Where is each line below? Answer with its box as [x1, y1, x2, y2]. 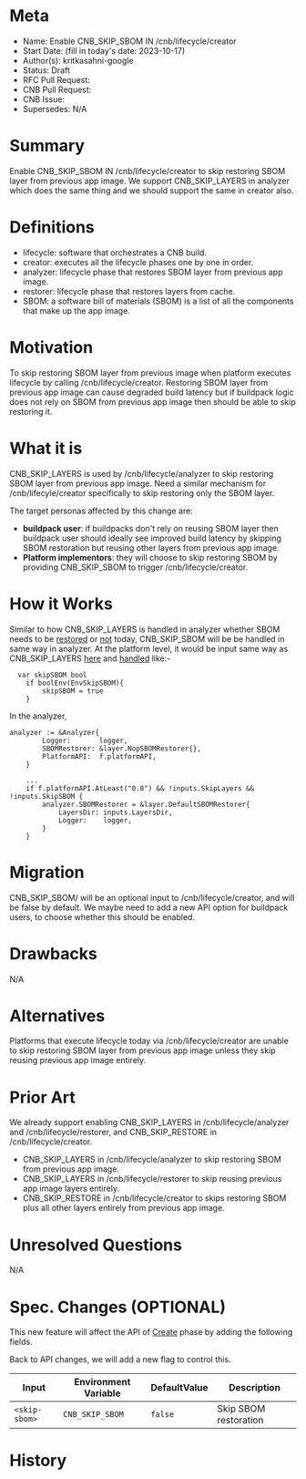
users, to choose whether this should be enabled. [9, 911, 196, 922]
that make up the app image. [22, 305, 130, 315]
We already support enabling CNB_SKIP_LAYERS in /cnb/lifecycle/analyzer [9, 1117, 290, 1128]
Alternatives [9, 1005, 106, 1026]
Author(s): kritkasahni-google [22, 55, 134, 66]
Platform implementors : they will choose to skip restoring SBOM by [22, 552, 278, 563]
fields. [9, 1337, 34, 1348]
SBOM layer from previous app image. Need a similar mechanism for [9, 478, 267, 489]
